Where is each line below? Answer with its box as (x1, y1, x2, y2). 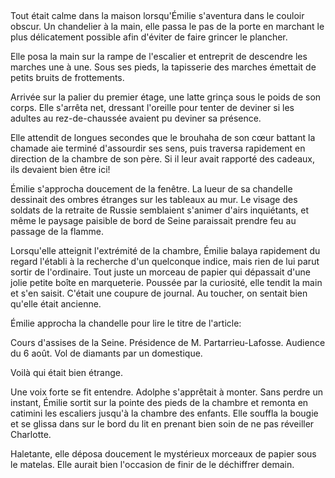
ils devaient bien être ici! (10, 164, 111, 176)
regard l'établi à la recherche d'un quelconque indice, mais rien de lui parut (10, 256, 320, 268)
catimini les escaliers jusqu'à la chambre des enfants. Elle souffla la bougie (10, 407, 319, 420)
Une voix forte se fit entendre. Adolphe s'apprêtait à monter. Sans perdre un (10, 386, 323, 398)
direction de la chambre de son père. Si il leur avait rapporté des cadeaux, (10, 153, 316, 165)
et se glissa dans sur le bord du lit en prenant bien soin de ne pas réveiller (10, 418, 315, 430)
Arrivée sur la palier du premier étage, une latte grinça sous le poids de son (10, 91, 322, 103)
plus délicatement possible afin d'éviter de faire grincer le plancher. (10, 31, 288, 43)
